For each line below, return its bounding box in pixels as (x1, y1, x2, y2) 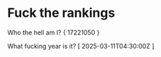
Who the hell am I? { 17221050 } (7, 28, 100, 37)
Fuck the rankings (7, 5, 116, 21)
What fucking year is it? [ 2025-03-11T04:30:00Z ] (7, 42, 155, 50)
